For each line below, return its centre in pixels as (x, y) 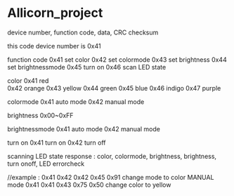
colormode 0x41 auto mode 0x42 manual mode (76, 102)
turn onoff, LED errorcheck (46, 164)
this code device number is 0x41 (54, 46)
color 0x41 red (28, 80)
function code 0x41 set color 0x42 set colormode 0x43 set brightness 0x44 (117, 59)
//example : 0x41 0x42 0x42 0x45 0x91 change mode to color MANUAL (111, 177)
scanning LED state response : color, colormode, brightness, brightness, (112, 156)
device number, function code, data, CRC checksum (83, 32)
